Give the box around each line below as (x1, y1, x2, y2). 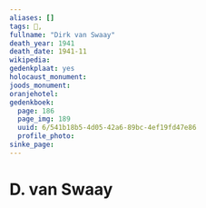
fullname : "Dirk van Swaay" (9, 30, 116, 39)
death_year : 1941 (9, 38, 75, 48)
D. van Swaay (9, 179, 113, 200)
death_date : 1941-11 (9, 47, 88, 56)
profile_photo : (17, 132, 75, 141)
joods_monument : (9, 81, 71, 90)
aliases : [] (9, 13, 54, 23)
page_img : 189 (17, 114, 71, 124)
